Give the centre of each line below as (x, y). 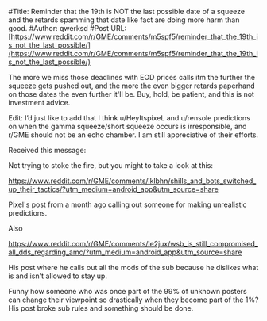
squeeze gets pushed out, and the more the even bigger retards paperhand (132, 86)
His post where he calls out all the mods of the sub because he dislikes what (133, 267)
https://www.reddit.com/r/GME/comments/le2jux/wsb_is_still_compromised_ (133, 244)
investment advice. (39, 103)
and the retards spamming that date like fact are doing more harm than (124, 20)
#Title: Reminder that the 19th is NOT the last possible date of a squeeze (126, 11)
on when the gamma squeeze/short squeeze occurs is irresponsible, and (128, 126)
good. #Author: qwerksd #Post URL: (68, 28)
